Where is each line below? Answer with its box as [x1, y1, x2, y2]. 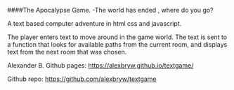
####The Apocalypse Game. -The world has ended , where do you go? [7, 6, 214, 14]
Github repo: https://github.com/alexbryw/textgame [7, 75, 157, 83]
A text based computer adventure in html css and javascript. [7, 20, 182, 27]
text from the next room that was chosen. [7, 48, 127, 56]
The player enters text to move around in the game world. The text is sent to [7, 33, 227, 41]
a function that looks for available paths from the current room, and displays [7, 40, 228, 48]
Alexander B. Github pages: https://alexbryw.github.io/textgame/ [7, 61, 194, 69]
